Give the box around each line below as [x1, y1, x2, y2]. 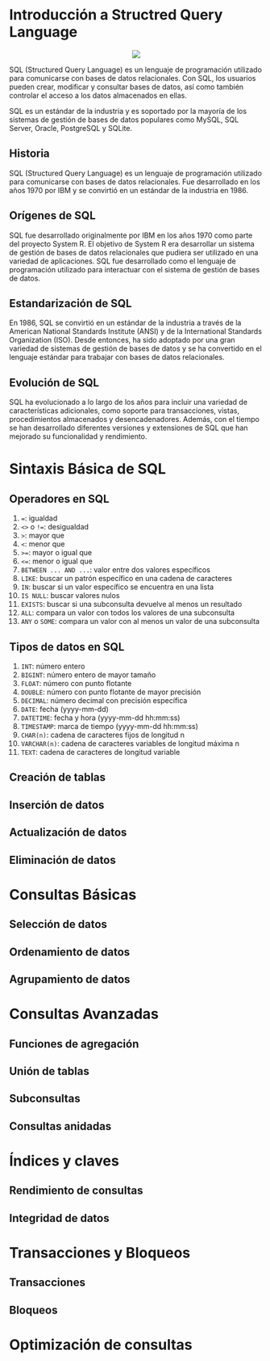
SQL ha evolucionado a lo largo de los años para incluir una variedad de [9, 398, 248, 407]
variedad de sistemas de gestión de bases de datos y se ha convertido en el [9, 343, 263, 353]
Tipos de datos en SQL [9, 640, 125, 654]
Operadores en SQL [9, 491, 110, 506]
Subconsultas [9, 1092, 81, 1106]
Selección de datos [9, 917, 108, 931]
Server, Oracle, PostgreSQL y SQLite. [9, 123, 132, 133]
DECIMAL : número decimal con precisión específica [20, 696, 188, 705]
